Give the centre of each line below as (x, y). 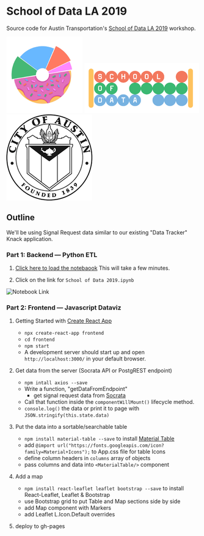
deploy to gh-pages (40, 526)
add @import (39, 445)
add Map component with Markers (68, 508)
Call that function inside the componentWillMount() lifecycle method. (109, 402)
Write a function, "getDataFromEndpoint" (76, 389)
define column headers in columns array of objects (87, 458)
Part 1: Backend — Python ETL (52, 255)
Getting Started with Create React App (63, 321)
